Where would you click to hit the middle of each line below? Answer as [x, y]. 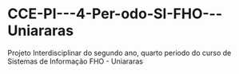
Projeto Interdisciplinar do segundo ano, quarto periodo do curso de [119, 53]
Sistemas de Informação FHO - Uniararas [75, 61]
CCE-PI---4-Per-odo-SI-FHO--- [115, 14]
